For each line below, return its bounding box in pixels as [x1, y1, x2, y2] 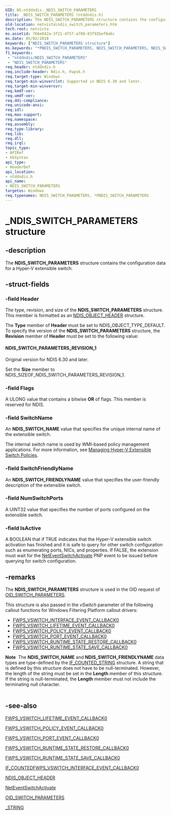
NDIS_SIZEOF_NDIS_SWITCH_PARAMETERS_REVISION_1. [5, 371, 126, 378]
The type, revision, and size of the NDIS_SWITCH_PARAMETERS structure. [5, 307, 164, 313]
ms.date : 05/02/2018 [5, 36, 49, 41]
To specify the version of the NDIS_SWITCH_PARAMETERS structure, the [5, 328, 160, 334]
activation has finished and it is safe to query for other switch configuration [5, 542, 163, 548]
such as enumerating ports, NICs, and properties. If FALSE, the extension [5, 547, 159, 553]
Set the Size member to [5, 366, 55, 372]
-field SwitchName [5, 414, 53, 421]
